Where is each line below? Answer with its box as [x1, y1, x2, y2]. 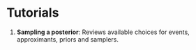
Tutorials [6, 5, 59, 21]
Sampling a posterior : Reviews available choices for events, [16, 28, 190, 36]
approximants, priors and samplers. [16, 35, 119, 43]
